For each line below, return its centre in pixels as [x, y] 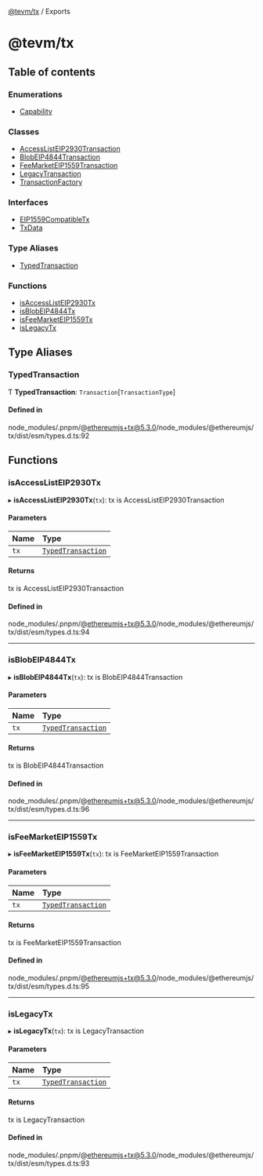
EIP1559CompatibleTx [54, 220]
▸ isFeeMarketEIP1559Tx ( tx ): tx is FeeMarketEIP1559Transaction [113, 854]
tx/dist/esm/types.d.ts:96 [49, 809]
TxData [31, 228]
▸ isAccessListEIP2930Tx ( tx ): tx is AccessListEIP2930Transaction [116, 500]
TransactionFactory [51, 182]
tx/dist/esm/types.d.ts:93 [49, 1163]
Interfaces [28, 203]
